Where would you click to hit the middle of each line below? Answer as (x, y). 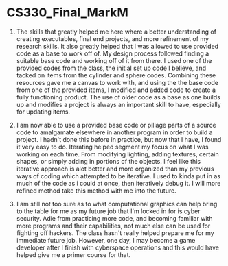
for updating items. (43, 112)
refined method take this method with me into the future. (96, 191)
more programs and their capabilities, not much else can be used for (113, 226)
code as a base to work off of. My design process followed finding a (113, 53)
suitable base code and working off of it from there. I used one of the (114, 60)
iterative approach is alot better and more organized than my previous (115, 169)
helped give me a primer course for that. (73, 254)
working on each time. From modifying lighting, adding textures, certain (117, 154)
